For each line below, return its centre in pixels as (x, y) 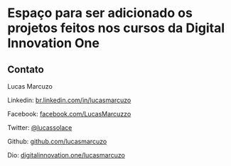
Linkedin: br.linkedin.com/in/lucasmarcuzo (69, 100)
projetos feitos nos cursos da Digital (116, 28)
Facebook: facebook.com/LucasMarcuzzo (69, 114)
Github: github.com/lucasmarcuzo (57, 141)
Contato (26, 69)
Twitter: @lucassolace (40, 128)
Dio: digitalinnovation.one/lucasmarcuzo (66, 155)
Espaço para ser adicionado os (100, 13)
